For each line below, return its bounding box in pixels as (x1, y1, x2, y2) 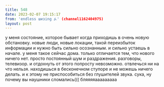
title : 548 (5, 7, 28, 12)
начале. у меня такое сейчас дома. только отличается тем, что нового (5, 50, 155, 56)
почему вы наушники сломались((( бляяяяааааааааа (5, 77, 117, 83)
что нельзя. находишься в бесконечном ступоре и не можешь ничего (5, 66, 153, 72)
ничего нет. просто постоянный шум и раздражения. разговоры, (5, 55, 142, 62)
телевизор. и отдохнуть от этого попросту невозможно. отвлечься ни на (5, 61, 160, 67)
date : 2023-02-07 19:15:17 (5, 12, 61, 17)
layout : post (5, 21, 32, 26)
